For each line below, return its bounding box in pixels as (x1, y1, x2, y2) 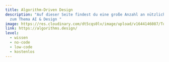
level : (5, 30, 19, 35)
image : (5, 21, 19, 26)
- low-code (10, 44, 33, 49)
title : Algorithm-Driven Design (5, 7, 73, 12)
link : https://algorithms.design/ (5, 26, 78, 31)
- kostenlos (10, 49, 35, 54)
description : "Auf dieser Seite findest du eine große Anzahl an (5, 12, 145, 17)
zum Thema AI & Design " (10, 16, 62, 21)
